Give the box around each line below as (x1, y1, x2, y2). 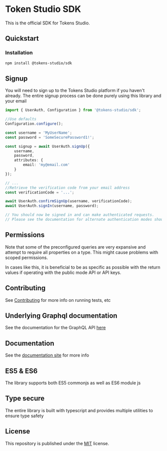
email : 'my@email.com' (23, 163, 70, 168)
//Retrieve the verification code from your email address (5, 185, 130, 190)
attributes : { (14, 158, 43, 163)
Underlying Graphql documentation (5, 311, 118, 320)
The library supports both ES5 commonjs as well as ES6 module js (5, 380, 141, 386)
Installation (5, 49, 33, 56)
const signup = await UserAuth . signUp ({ (5, 144, 90, 149)
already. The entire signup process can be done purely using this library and (5, 93, 162, 99)
